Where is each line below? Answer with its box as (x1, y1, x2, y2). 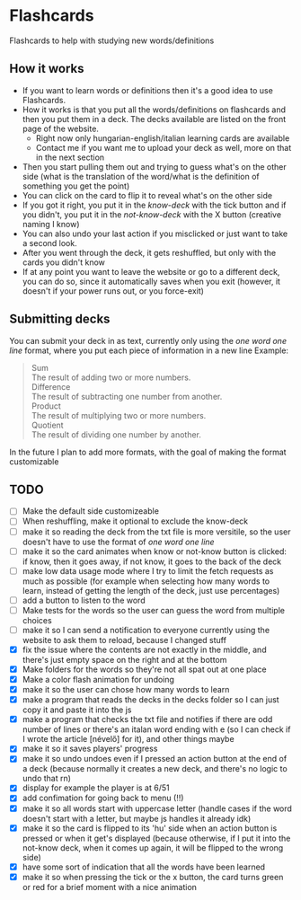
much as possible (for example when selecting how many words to (22, 576, 270, 587)
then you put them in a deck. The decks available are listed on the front (22, 113, 287, 124)
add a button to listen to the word (22, 595, 146, 605)
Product (31, 401, 61, 411)
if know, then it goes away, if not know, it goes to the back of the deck (22, 556, 281, 567)
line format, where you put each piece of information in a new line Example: (9, 345, 289, 356)
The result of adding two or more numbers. (31, 372, 191, 383)
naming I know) (22, 218, 80, 229)
